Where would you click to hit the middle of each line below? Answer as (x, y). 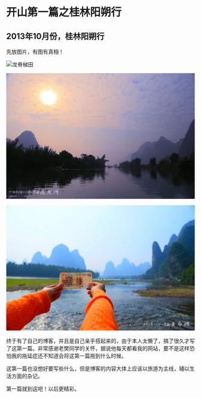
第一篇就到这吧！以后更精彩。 (43, 389)
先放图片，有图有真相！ (35, 52)
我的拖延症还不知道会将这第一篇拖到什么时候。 (69, 356)
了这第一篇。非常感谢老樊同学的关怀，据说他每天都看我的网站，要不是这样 (98, 348)
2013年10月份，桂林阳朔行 (55, 36)
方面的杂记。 (27, 376)
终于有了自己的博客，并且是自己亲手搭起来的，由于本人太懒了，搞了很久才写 (100, 341)
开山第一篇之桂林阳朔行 (64, 12)
